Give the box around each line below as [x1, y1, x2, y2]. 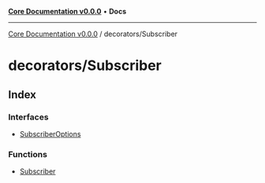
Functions [8, 148, 47, 159]
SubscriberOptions [19, 129, 81, 138]
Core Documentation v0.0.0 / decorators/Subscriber [8, 29, 178, 38]
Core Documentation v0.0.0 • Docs [8, 7, 127, 16]
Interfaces [8, 112, 49, 123]
